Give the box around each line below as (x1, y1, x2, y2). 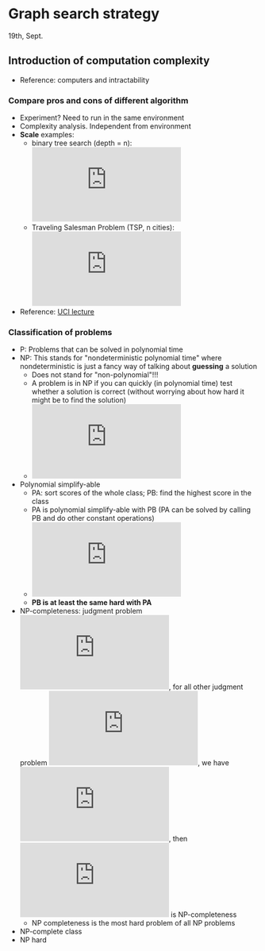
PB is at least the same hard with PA (31, 598, 152, 607)
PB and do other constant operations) (31, 514, 155, 523)
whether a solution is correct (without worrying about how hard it (31, 387, 244, 397)
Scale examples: (19, 130, 75, 140)
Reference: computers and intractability (19, 75, 149, 84)
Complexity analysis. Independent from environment (19, 121, 192, 131)
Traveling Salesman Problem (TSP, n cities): (31, 223, 175, 233)
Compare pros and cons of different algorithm (8, 94, 189, 106)
